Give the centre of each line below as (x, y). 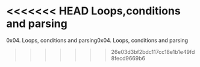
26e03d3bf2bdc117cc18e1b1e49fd (153, 51)
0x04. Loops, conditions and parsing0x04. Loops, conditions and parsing (97, 40)
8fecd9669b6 (128, 58)
